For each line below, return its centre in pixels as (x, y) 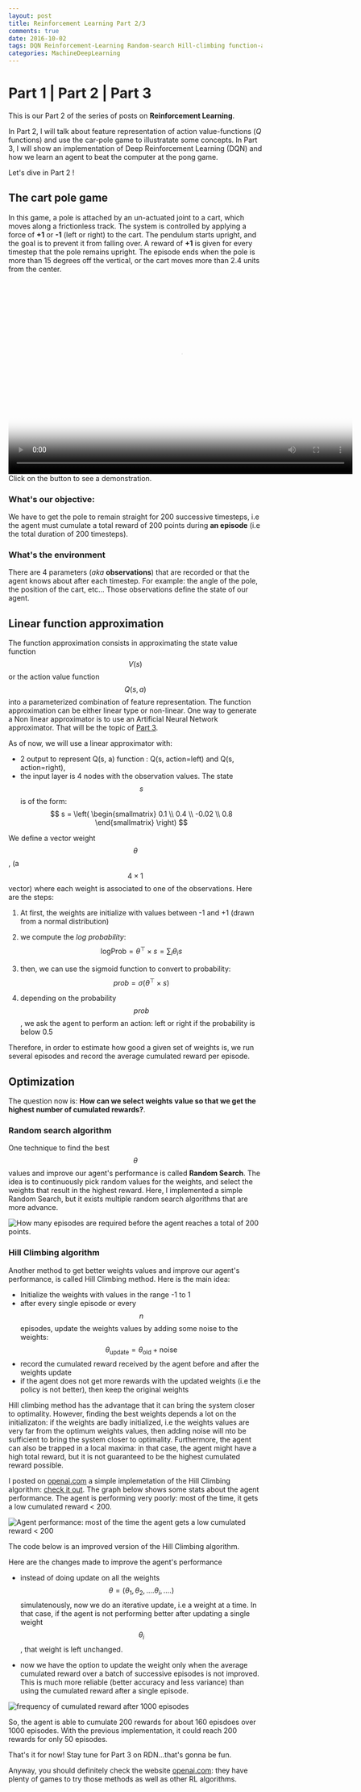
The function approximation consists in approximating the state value (123, 643)
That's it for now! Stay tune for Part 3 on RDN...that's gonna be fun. (120, 1755)
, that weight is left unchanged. (71, 1650)
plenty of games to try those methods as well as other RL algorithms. (123, 1779)
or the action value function (54, 677)
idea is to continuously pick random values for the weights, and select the (131, 1182)
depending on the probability (68, 999)
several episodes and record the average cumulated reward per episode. (129, 1056)
